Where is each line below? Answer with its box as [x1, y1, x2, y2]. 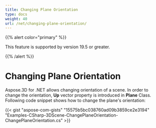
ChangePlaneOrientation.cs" [5, 118, 63, 124]
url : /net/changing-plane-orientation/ [5, 21, 87, 26]
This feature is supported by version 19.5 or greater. [5, 44, 110, 50]
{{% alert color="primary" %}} [5, 34, 67, 40]
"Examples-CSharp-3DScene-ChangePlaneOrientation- [5, 112, 118, 118]
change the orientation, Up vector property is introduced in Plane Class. [5, 92, 152, 98]
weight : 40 [5, 16, 28, 21]
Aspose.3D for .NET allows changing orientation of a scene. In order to [5, 87, 149, 93]
